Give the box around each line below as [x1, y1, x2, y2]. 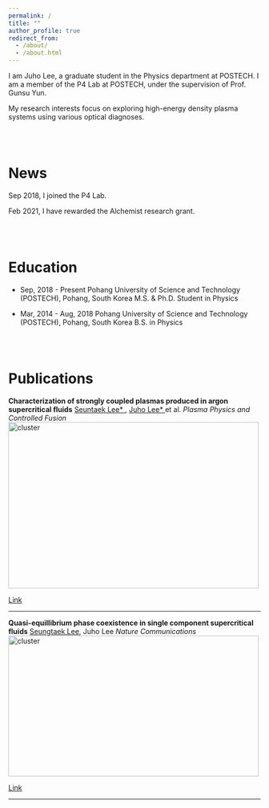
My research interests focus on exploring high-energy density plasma [8, 103, 239, 113]
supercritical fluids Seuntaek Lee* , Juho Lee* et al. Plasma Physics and [8, 404, 251, 414]
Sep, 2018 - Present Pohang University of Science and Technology [19, 285, 241, 294]
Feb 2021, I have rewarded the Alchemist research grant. [8, 206, 195, 216]
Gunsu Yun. [8, 88, 47, 97]
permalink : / [8, 11, 52, 20]
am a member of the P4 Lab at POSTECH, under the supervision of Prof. [8, 79, 247, 89]
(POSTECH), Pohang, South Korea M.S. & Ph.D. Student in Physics [19, 293, 239, 303]
